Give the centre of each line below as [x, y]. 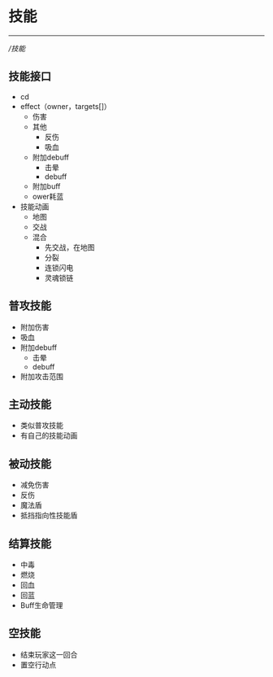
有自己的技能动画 [49, 435]
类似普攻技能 [41, 426]
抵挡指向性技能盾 [49, 515]
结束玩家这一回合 [49, 654]
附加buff [46, 186]
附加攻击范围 [41, 376]
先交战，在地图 [69, 247]
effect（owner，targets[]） [65, 106]
